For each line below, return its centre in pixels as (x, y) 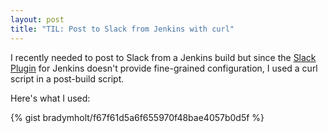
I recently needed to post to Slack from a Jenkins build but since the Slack (163, 57)
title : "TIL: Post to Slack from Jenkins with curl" (122, 29)
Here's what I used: (50, 98)
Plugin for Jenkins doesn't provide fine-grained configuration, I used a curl (164, 68)
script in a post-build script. (67, 78)
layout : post (37, 19)
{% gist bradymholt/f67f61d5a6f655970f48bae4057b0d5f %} (137, 117)
